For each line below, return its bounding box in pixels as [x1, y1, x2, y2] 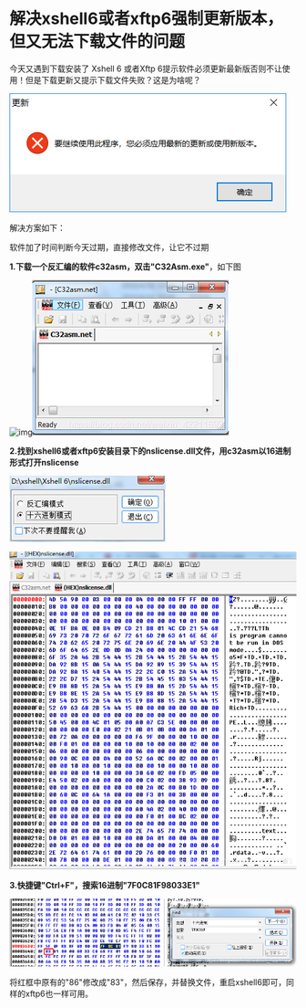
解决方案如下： [9, 222, 66, 233]
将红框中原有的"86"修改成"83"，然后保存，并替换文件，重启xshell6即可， [9, 977, 287, 988]
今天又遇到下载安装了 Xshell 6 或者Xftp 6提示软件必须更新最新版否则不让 [9, 63, 282, 74]
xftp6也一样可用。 [25, 988, 94, 1000]
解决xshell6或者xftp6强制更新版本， [9, 8, 284, 29]
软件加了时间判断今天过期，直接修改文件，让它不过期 [9, 241, 209, 252]
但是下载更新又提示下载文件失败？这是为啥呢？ [25, 74, 201, 85]
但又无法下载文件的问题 [9, 31, 186, 52]
